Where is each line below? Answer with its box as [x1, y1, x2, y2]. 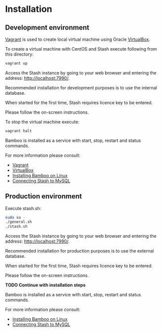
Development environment [5, 23, 90, 32]
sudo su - [5, 215, 26, 220]
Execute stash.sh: [5, 205, 42, 211]
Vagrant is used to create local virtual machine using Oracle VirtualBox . [5, 36, 150, 42]
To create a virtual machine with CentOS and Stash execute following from [5, 46, 157, 52]
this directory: [5, 51, 34, 57]
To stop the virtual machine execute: [5, 119, 80, 125]
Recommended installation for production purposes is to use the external [5, 248, 154, 254]
